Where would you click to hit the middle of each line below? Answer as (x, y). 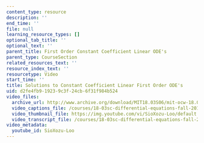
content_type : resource (36, 12)
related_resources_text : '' (42, 63)
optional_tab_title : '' (36, 40)
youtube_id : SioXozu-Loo (43, 131)
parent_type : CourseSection (42, 57)
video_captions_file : (39, 108)
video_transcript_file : (42, 119)
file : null (20, 29)
